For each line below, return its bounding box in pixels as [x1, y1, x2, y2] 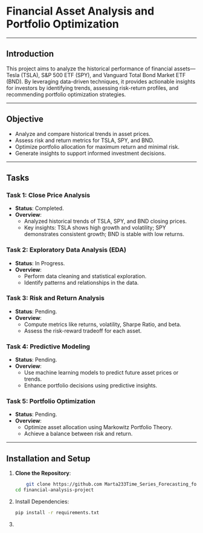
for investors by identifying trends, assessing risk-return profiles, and [6, 84, 179, 92]
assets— [174, 65, 196, 72]
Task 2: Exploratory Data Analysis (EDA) [6, 246, 127, 254]
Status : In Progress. [14, 259, 65, 266]
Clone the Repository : [14, 469, 71, 477]
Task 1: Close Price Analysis [6, 191, 91, 199]
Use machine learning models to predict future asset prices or [24, 369, 179, 376]
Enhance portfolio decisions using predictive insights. [24, 382, 158, 389]
